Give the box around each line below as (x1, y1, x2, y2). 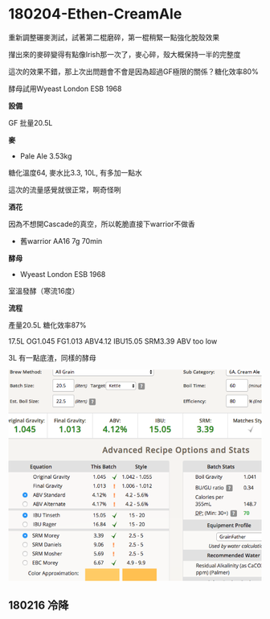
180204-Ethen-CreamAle (8, 5, 182, 23)
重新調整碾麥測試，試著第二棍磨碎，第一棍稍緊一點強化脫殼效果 (8, 32, 219, 42)
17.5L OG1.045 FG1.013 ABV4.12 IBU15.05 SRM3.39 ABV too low (8, 336, 218, 346)
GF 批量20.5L (8, 118, 53, 127)
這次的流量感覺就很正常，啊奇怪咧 (8, 184, 121, 194)
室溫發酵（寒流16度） (8, 286, 80, 295)
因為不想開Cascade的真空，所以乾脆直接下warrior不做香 (8, 219, 195, 229)
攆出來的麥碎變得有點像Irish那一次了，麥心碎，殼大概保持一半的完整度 (8, 49, 241, 59)
